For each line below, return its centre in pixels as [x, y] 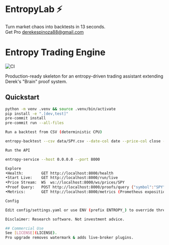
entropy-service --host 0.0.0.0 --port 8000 [53, 159]
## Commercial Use [24, 228]
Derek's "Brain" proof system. [36, 81]
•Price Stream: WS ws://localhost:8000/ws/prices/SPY [65, 182]
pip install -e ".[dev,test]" [37, 113]
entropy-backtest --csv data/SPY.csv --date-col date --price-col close [83, 141]
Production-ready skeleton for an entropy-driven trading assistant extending [84, 76]
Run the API [18, 150]
